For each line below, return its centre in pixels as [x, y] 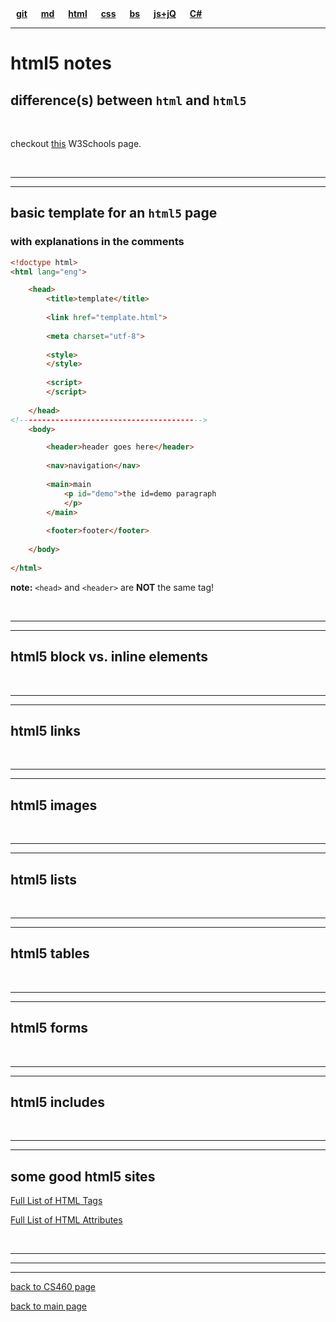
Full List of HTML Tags [56, 1201]
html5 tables [50, 953]
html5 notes [61, 63]
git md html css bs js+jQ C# [109, 13]
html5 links [46, 730]
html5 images [54, 805]
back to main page [49, 1306]
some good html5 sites [83, 1176]
